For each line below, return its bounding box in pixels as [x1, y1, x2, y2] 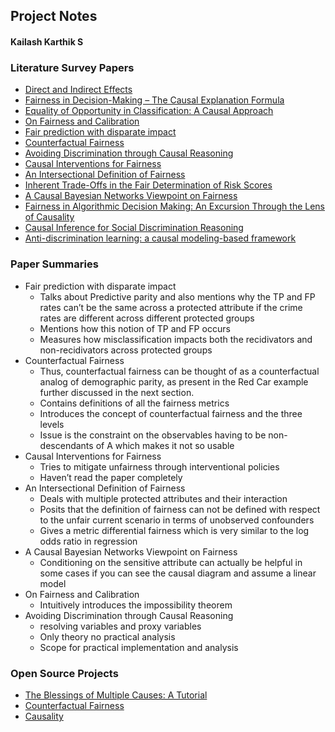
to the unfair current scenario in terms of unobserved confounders [39, 514, 315, 526]
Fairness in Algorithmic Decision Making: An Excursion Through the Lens [24, 200, 326, 213]
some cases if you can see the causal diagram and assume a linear [39, 567, 317, 579]
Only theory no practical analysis [39, 630, 176, 643]
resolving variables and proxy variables [39, 620, 202, 632]
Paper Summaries [10, 257, 99, 271]
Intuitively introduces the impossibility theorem [39, 599, 233, 611]
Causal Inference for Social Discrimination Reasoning [24, 222, 244, 234]
